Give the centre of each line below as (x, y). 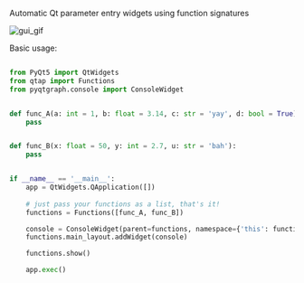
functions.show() (58, 254)
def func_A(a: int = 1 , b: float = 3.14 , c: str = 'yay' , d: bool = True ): (155, 113)
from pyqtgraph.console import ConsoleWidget (96, 90)
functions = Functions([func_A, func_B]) (104, 212)
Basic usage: (33, 48)
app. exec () (46, 270)
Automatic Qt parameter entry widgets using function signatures (129, 13)
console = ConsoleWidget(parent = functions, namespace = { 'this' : (147, 229)
